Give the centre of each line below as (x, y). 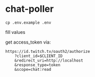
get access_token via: (28, 42)
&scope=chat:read (33, 69)
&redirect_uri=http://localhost (49, 60)
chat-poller (30, 9)
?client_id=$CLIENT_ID (39, 56)
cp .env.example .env (28, 23)
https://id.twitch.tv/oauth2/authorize (48, 51)
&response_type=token (37, 65)
